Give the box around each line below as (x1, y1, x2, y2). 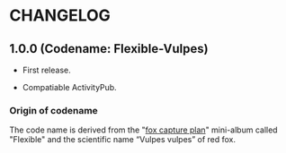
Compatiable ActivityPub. (22, 82, 117, 92)
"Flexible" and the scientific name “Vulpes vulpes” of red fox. (9, 134, 237, 145)
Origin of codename (9, 104, 99, 116)
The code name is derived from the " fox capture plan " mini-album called (9, 124, 278, 135)
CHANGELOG (9, 5, 111, 26)
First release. (22, 64, 71, 75)
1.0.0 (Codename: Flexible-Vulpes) (9, 41, 209, 56)
